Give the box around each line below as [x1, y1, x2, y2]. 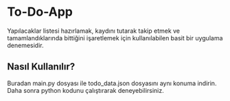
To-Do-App [7, 4, 73, 20]
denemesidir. [7, 41, 44, 49]
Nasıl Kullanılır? [7, 61, 76, 72]
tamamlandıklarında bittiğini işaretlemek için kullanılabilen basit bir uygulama [7, 33, 223, 42]
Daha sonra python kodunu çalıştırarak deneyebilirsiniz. [7, 86, 164, 94]
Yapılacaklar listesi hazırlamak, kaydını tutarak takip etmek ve [7, 27, 181, 35]
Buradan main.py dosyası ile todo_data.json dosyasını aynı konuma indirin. [7, 79, 217, 87]
